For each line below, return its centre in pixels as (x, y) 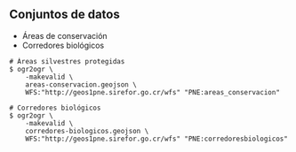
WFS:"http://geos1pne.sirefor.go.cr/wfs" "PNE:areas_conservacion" (152, 92)
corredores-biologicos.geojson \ (87, 131)
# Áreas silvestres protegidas (67, 61)
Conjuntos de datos (64, 15)
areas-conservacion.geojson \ (81, 84)
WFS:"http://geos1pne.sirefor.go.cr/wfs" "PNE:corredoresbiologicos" (157, 139)
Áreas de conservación (65, 35)
